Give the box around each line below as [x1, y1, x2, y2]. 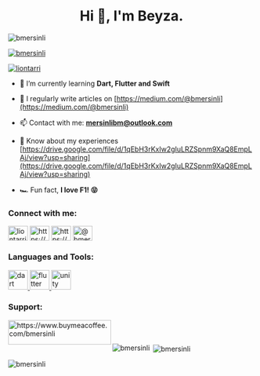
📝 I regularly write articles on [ [19, 93, 117, 103]
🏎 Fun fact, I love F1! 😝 [19, 184, 99, 195]
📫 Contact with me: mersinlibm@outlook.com [19, 118, 173, 127]
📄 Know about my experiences [19, 136, 119, 145]
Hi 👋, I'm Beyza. [79, 7, 184, 25]
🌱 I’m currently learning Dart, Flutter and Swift [19, 78, 170, 88]
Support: [8, 301, 43, 312]
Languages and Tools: [8, 251, 94, 262]
